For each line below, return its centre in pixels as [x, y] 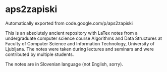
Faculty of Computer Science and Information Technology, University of [80, 43]
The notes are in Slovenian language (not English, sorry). [64, 64]
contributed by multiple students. [40, 54]
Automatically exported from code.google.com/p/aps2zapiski [69, 23]
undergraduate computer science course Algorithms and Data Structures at [84, 38]
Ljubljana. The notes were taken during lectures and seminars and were [79, 49]
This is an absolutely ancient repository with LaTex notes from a [71, 33]
